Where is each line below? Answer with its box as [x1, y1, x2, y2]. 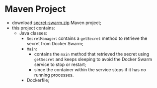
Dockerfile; [26, 77, 50, 83]
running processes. [34, 72, 74, 78]
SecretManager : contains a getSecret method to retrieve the [26, 35, 148, 41]
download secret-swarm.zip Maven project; [11, 20, 101, 26]
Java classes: [19, 30, 48, 36]
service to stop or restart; [34, 61, 86, 67]
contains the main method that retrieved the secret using [34, 51, 150, 57]
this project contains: [11, 25, 55, 30]
